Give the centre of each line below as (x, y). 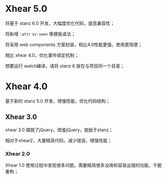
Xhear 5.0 (26, 9)
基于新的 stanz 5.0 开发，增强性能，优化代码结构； (58, 101)
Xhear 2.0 (18, 153)
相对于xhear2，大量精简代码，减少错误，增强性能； (58, 140)
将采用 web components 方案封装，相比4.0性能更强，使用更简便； (74, 44)
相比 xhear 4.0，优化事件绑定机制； (42, 55)
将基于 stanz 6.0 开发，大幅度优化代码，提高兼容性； (60, 23)
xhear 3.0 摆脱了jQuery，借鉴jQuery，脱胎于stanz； (59, 130)
